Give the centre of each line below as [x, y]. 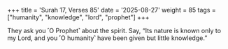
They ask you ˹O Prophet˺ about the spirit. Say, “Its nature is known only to [114, 31]
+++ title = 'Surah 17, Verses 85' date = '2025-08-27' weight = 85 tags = [112, 10]
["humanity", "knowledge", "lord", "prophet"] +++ [78, 17]
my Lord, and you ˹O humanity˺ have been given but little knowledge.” [107, 38]
